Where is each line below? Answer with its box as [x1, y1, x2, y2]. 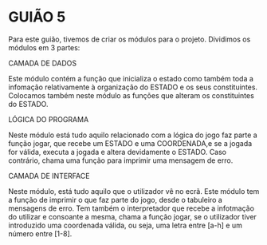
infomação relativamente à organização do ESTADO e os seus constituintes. [8, 82, 257, 92]
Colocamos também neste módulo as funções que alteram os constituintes [8, 90, 255, 100]
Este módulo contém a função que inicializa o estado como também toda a [8, 73, 253, 83]
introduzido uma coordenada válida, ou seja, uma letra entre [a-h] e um [8, 220, 243, 230]
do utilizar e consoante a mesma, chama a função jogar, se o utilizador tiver [8, 211, 257, 221]
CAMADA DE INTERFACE [8, 171, 90, 180]
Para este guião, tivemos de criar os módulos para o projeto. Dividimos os [8, 34, 251, 44]
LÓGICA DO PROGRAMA [8, 114, 89, 124]
